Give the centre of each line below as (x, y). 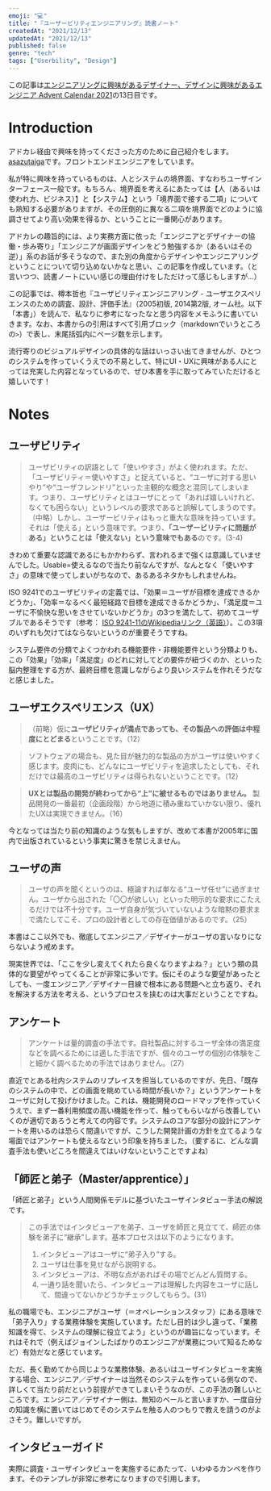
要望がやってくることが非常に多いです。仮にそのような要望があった (142, 974)
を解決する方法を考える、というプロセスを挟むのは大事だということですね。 (135, 994)
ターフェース (29, 188)
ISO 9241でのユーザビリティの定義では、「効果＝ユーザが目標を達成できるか (134, 592)
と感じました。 (33, 679)
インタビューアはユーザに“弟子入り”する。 (110, 1255)
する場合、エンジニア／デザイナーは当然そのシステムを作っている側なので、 (135, 1380)
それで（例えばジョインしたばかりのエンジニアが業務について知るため (139, 1342)
